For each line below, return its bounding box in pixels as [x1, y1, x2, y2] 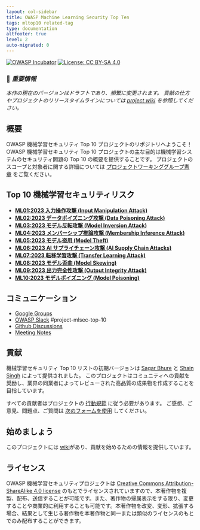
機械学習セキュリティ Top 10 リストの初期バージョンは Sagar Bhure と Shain [6, 365, 194, 372]
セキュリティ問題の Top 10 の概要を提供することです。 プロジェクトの [21, 155, 193, 162]
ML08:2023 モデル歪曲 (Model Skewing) [14, 259, 117, 266]
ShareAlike [6, 487, 33, 495]
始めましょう [6, 426, 54, 437]
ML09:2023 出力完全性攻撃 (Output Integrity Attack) [14, 266, 147, 274]
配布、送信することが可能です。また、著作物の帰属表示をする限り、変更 [16, 495, 194, 502]
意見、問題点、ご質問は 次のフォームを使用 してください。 [6, 407, 150, 414]
